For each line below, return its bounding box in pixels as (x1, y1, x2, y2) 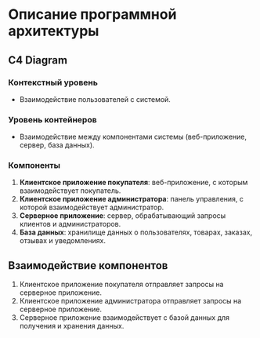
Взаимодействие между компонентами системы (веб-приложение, (19, 132, 247, 142)
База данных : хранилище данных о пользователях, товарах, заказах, (19, 227, 253, 237)
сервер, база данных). (19, 140, 96, 150)
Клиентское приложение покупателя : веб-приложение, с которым (19, 178, 248, 187)
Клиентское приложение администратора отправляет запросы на (19, 296, 242, 306)
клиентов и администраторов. (19, 220, 121, 229)
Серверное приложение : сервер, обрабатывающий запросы (19, 211, 226, 220)
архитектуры (8, 22, 99, 40)
